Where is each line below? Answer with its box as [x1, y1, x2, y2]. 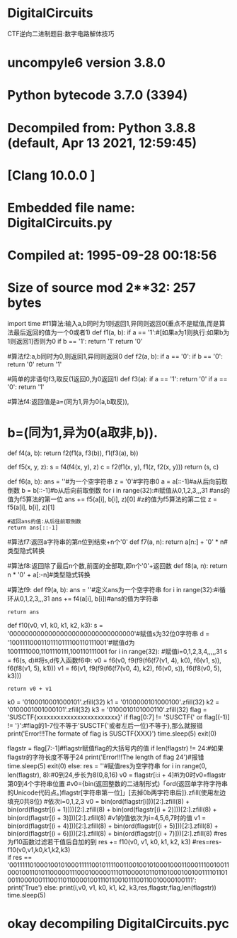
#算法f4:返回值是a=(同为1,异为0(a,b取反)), [7, 398, 129, 405]
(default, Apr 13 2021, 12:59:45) [7, 135, 197, 151]
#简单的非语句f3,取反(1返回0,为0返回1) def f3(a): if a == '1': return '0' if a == [7, 375, 228, 383]
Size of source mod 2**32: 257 [7, 280, 196, 296]
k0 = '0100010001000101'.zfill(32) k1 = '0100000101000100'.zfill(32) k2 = [7, 697, 220, 706]
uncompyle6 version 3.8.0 [7, 55, 166, 71]
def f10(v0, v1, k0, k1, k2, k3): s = [7, 621, 104, 629]
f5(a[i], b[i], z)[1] [7, 503, 55, 511]
